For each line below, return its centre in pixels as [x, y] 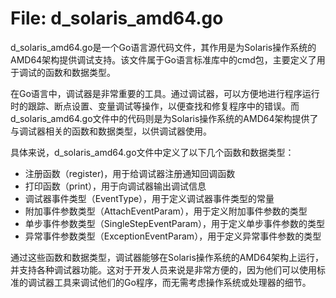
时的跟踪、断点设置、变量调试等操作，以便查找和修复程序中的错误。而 [155, 106]
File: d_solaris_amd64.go [117, 18]
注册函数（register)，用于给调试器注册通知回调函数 [130, 173]
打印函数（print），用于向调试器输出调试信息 [115, 186]
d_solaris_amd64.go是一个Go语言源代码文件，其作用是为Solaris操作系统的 [163, 47]
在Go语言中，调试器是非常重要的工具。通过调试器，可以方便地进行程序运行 [165, 93]
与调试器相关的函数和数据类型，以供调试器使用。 [111, 131]
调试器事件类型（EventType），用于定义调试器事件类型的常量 [149, 198]
